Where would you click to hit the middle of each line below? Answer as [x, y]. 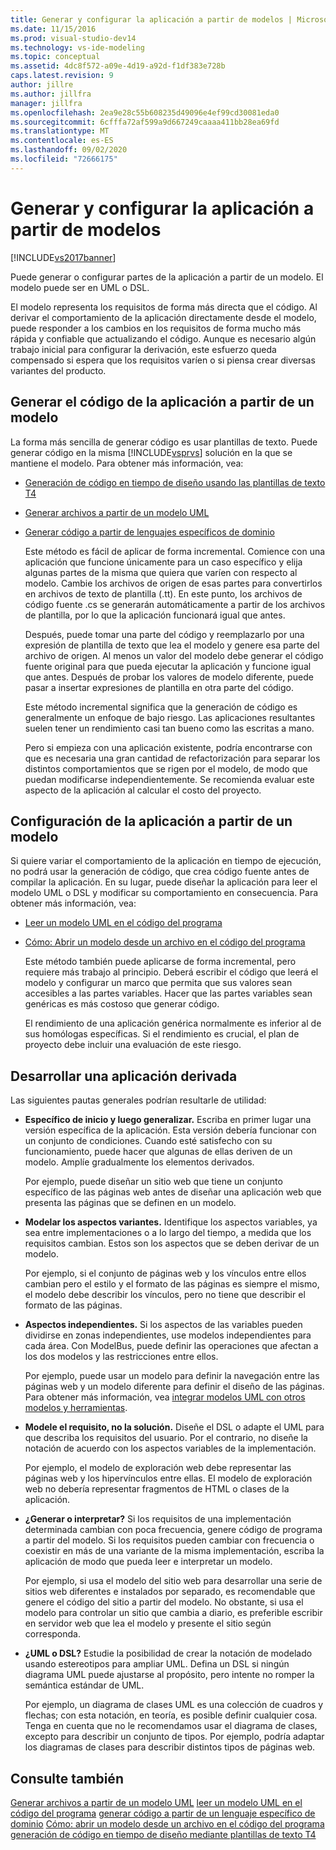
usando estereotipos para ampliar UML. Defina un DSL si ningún [157, 1664]
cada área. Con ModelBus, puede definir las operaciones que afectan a [171, 1346]
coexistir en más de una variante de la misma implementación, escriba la [174, 1551]
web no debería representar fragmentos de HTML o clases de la [157, 1489]
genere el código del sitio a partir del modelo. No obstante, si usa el [164, 1602]
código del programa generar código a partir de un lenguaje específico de [163, 1813]
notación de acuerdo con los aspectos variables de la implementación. [170, 1448]
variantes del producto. [58, 370]
